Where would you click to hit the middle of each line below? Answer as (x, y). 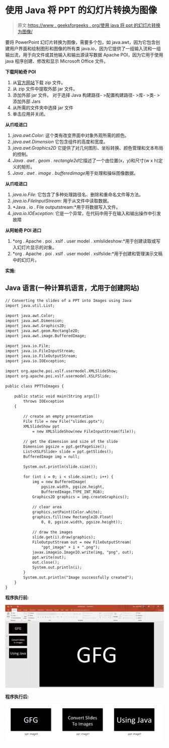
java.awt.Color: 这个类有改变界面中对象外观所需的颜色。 (71, 135)
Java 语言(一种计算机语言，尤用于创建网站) (72, 288)
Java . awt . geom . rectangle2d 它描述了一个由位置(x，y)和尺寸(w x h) (85, 160)
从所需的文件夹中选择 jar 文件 (43, 107)
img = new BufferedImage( (59, 482)
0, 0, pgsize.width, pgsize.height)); (82, 522)
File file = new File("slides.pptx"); (64, 421)
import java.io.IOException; (36, 361)
